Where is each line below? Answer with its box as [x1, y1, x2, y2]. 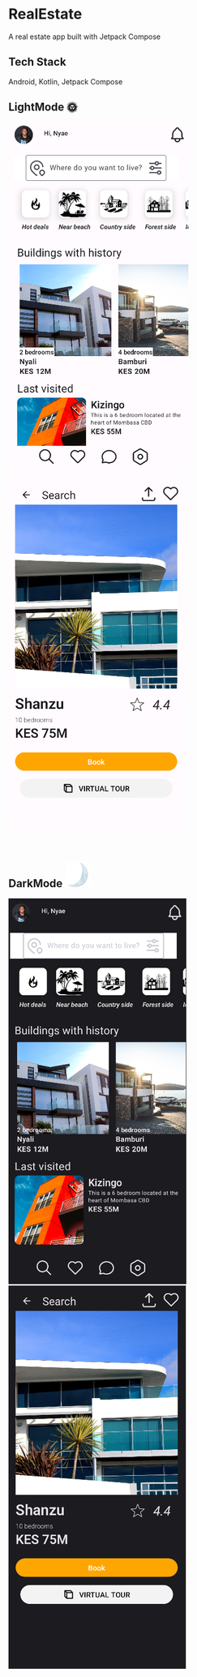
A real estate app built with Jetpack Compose [8, 32, 161, 41]
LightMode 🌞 [8, 101, 78, 114]
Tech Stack [8, 55, 66, 69]
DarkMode [8, 877, 63, 890]
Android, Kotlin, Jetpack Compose [8, 76, 123, 86]
